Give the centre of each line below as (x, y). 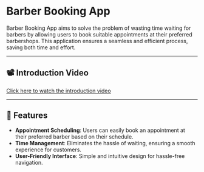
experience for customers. (48, 150)
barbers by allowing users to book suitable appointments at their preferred (99, 34)
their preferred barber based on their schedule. (74, 136)
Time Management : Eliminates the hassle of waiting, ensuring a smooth (105, 143)
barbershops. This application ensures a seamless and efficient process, (97, 41)
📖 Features (27, 116)
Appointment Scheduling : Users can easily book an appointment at (100, 130)
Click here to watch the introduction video (59, 91)
